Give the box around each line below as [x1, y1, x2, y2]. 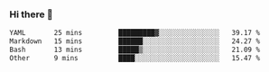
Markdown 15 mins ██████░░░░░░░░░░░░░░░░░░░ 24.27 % [9, 37, 260, 46]
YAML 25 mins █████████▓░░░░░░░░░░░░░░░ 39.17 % [9, 29, 260, 38]
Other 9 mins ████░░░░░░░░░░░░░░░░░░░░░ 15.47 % [9, 53, 260, 62]
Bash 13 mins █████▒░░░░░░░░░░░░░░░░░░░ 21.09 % [9, 45, 260, 55]
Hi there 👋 [9, 8, 54, 21]
